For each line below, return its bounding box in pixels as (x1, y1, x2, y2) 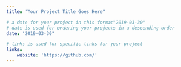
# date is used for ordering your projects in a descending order (6, 25, 175, 31)
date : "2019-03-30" (6, 30, 55, 36)
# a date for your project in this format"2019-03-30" (6, 19, 146, 25)
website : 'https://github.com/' (17, 52, 97, 58)
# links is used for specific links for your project (6, 41, 143, 47)
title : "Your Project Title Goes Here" (6, 8, 106, 15)
